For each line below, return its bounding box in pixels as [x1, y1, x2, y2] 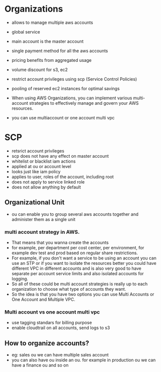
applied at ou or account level [11, 163, 72, 169]
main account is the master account [11, 38, 84, 44]
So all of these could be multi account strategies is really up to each [11, 281, 148, 287]
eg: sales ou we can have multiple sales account [11, 352, 109, 358]
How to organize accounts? [4, 339, 89, 347]
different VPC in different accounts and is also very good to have [11, 265, 142, 271]
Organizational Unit [4, 198, 65, 206]
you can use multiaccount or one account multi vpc [11, 114, 115, 120]
